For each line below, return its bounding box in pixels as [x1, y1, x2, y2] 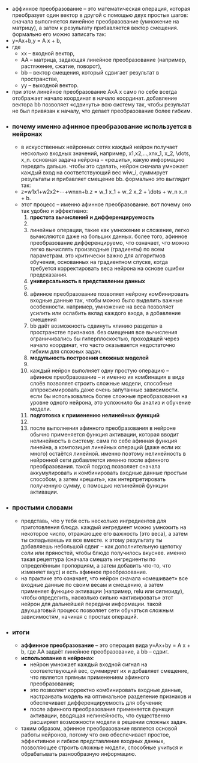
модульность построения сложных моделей [29, 354, 149, 361]
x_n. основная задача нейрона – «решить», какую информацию [20, 156, 185, 164]
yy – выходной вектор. [20, 82, 79, 89]
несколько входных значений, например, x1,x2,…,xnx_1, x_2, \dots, [20, 150, 191, 157]
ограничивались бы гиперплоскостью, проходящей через [29, 335, 179, 342]
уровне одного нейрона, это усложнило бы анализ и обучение [29, 399, 191, 406]
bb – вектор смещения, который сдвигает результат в [20, 69, 160, 76]
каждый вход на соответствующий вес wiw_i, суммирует [20, 169, 168, 176]
